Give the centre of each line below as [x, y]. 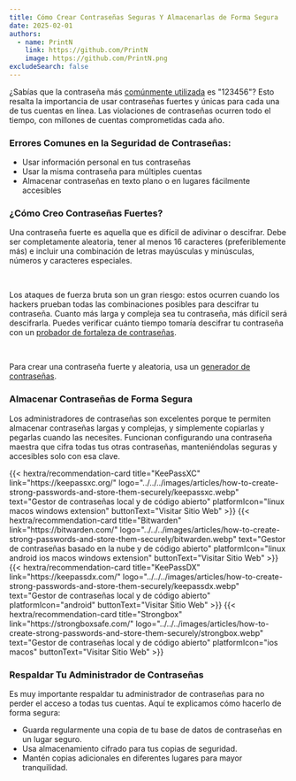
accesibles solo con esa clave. [65, 456]
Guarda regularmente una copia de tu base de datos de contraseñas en [152, 730]
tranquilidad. [45, 768]
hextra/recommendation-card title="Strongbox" [96, 614]
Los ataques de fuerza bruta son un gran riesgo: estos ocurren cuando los [144, 295]
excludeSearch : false [49, 67]
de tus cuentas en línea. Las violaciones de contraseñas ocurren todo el [140, 111]
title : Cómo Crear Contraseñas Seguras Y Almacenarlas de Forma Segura [144, 17]
